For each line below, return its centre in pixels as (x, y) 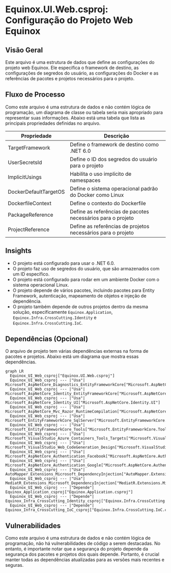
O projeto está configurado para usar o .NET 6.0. (64, 263)
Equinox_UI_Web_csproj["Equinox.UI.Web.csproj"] (62, 376)
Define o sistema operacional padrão (114, 189)
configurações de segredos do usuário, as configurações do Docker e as (82, 73)
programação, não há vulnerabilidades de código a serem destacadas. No (83, 543)
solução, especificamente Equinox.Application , (63, 312)
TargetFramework (29, 148)
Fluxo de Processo (35, 95)
